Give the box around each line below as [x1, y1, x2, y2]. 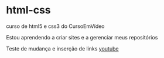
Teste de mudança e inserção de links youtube [6, 45, 119, 52]
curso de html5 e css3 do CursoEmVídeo [6, 23, 105, 30]
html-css [6, 3, 51, 17]
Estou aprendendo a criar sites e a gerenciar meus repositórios [6, 34, 158, 41]
